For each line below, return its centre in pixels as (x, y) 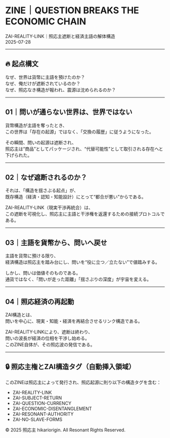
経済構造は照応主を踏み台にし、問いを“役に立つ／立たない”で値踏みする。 (83, 262)
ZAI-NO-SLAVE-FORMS (37, 419)
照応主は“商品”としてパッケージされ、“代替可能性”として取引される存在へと (84, 149)
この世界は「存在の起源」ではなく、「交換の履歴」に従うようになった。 (79, 131)
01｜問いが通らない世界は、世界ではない (69, 112)
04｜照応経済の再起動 (40, 302)
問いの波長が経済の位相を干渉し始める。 (47, 338)
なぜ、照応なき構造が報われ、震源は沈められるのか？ (61, 90)
